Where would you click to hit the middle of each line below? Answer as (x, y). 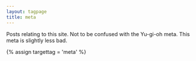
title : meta (21, 17)
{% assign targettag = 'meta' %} (46, 52)
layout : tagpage (26, 12)
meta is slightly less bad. (37, 40)
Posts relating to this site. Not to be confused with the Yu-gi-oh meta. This (98, 34)
